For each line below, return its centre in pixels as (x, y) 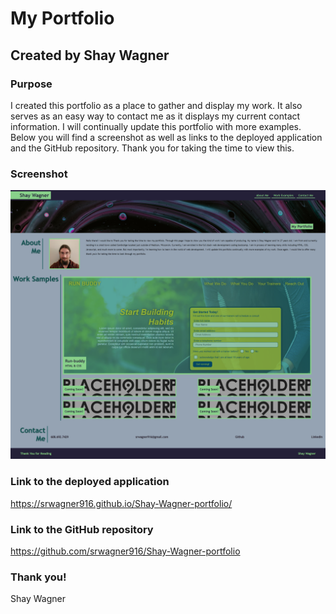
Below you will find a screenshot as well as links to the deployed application (166, 137)
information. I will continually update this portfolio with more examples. (156, 126)
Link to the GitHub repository (82, 529)
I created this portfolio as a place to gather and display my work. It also (156, 105)
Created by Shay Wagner (90, 55)
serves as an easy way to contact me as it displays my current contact (155, 116)
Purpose (31, 84)
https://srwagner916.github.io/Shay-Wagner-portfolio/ (121, 503)
